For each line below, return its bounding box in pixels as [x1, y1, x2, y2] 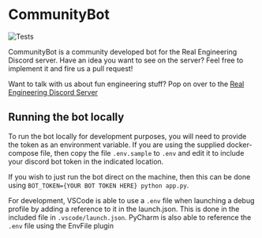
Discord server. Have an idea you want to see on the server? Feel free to [8, 55, 244, 65]
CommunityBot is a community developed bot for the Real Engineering [8, 47, 238, 56]
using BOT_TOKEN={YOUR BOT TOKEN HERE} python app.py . [8, 180, 189, 190]
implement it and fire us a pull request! [8, 63, 133, 73]
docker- [226, 140, 253, 149]
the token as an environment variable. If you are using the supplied [8, 140, 225, 149]
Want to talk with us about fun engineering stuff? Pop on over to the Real [8, 79, 245, 89]
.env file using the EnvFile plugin [8, 221, 114, 230]
